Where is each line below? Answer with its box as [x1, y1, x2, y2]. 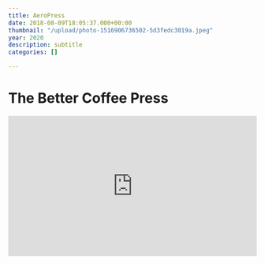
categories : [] [8, 48, 58, 56]
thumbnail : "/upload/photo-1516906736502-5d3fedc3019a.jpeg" [8, 26, 214, 34]
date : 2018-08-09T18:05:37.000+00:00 [8, 19, 132, 27]
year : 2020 [8, 33, 44, 42]
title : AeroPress [8, 11, 65, 20]
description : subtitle [8, 41, 83, 49]
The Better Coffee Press [8, 89, 169, 107]
